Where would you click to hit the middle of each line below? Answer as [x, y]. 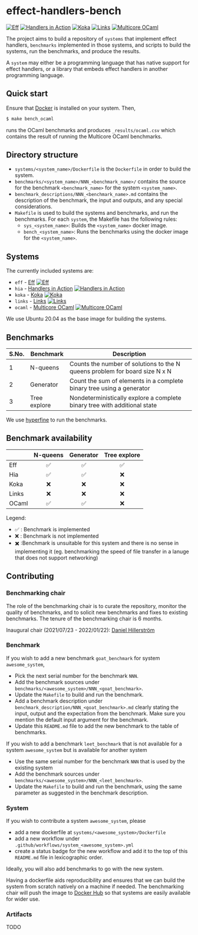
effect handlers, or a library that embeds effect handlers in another [87, 68]
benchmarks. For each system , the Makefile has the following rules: [96, 219]
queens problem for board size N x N [121, 371]
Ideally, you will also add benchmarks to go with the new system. [85, 869]
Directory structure [42, 155]
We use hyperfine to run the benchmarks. [57, 420]
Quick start [27, 94]
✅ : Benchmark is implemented [52, 529]
